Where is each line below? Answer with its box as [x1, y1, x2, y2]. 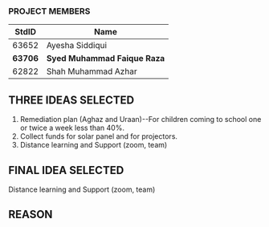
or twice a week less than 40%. [19, 123, 124, 133]
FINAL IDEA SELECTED [8, 163, 124, 177]
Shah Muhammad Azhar [46, 66, 138, 77]
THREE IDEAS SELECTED [8, 93, 135, 107]
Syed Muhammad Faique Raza [46, 53, 165, 64]
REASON [8, 208, 53, 221]
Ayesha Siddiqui [46, 40, 107, 51]
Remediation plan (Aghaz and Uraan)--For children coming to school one [19, 115, 262, 124]
